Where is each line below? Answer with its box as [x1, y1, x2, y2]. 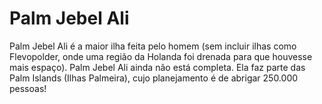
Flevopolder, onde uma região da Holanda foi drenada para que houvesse [9, 50, 313, 62]
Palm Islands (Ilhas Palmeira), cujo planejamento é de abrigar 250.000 [9, 72, 299, 84]
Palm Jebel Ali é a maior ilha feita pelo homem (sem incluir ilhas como [9, 40, 297, 52]
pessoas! [9, 82, 47, 94]
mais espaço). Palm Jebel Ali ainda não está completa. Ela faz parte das [9, 61, 306, 73]
